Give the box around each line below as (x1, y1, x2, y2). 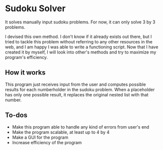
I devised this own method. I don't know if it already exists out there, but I (5, 34, 152, 39)
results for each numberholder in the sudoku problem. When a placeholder (5, 86, 155, 93)
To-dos (5, 111, 28, 119)
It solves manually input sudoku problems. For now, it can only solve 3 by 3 (5, 19, 156, 25)
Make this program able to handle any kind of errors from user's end (12, 124, 149, 130)
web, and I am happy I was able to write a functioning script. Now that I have (5, 44, 159, 50)
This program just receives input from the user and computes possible (5, 81, 146, 87)
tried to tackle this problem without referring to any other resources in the (5, 38, 153, 44)
